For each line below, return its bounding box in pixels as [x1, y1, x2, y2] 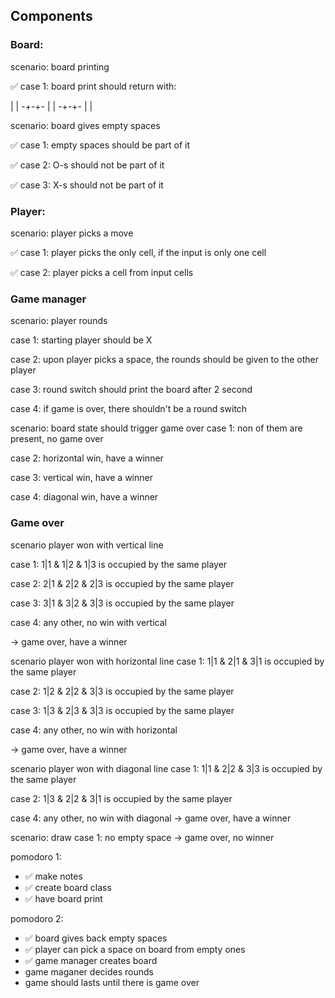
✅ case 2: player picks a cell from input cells [10, 266, 194, 278]
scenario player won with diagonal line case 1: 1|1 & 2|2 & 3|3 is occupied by [10, 762, 323, 774]
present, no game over [10, 433, 104, 445]
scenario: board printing [10, 60, 110, 73]
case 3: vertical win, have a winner [10, 472, 153, 484]
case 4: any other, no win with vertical [10, 616, 167, 628]
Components [10, 8, 93, 25]
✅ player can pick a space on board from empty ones [24, 943, 246, 955]
